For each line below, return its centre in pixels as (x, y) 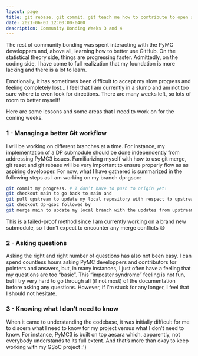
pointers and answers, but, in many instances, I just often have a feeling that (98, 269)
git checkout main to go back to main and (59, 194)
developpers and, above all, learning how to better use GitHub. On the (91, 51)
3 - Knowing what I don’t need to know (62, 309)
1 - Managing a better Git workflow (57, 133)
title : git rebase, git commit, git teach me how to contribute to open (97, 17)
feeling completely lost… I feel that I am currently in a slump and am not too (98, 88)
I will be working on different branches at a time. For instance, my (85, 146)
